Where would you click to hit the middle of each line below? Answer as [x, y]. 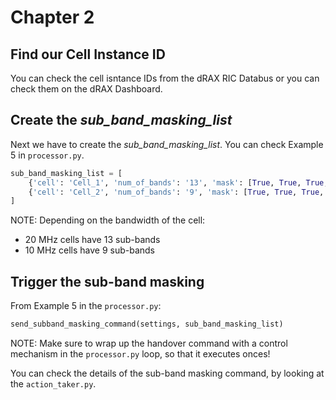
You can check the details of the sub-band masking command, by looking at [167, 373]
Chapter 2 [52, 17]
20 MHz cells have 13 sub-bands [92, 240]
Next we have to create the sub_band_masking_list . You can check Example [167, 144]
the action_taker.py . [53, 384]
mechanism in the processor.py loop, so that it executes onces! [140, 354]
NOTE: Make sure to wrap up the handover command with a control [149, 343]
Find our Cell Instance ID [88, 54]
